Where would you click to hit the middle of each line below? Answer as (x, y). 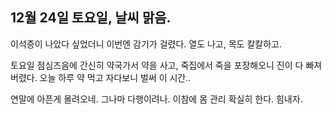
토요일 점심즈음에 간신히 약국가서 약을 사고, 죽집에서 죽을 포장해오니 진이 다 (157, 65)
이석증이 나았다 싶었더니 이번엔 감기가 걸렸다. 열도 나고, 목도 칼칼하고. (146, 44)
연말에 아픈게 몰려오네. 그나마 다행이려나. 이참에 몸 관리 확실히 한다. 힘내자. (156, 99)
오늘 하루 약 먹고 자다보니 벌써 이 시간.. (115, 77)
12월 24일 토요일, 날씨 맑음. (91, 18)
